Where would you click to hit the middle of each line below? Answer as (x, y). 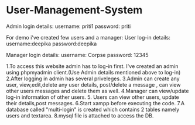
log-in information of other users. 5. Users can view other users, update (93, 97)
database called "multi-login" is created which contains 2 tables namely (93, 109)
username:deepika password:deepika (52, 44)
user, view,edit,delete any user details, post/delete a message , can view (93, 84)
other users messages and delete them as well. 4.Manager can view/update (97, 91)
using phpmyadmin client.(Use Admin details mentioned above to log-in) (93, 72)
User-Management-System (74, 10)
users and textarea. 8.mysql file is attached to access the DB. (80, 115)
